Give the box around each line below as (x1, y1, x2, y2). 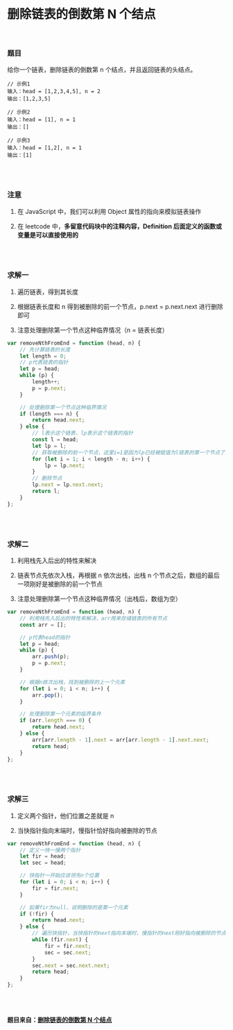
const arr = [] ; (19, 621, 67, 629)
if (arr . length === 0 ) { (19, 717, 92, 724)
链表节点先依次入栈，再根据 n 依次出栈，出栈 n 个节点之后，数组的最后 (17, 571, 221, 579)
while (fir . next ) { (32, 936, 89, 943)
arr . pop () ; (32, 692, 64, 699)
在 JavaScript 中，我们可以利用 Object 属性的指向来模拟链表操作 (17, 207, 202, 215)
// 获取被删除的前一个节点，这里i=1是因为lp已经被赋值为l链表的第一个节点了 (32, 449, 225, 456)
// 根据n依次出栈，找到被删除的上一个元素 (19, 679, 126, 686)
